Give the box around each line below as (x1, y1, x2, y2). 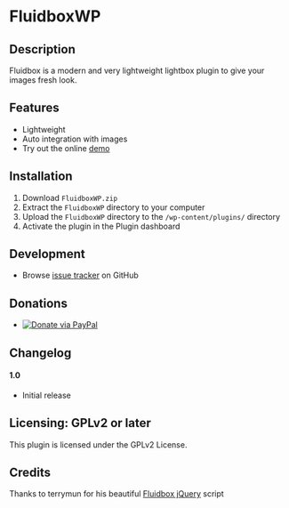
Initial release (21, 390, 71, 400)
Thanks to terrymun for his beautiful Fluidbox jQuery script (9, 488, 224, 499)
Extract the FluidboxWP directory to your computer (21, 202, 205, 213)
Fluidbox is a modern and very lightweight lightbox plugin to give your (9, 65, 265, 76)
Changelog (9, 345, 72, 360)
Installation (9, 169, 73, 184)
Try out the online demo (21, 142, 110, 153)
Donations (9, 295, 68, 310)
